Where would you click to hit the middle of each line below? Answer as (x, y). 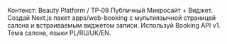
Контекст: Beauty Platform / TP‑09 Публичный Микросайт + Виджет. (110, 10)
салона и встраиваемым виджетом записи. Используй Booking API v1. (114, 25)
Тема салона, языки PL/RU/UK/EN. (59, 33)
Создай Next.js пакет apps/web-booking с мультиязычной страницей (112, 18)
